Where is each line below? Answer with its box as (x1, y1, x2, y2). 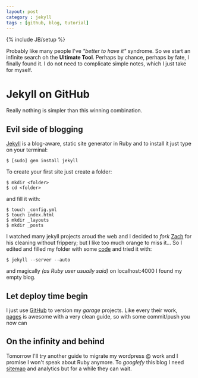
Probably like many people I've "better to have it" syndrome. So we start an (6, 48, 191, 55)
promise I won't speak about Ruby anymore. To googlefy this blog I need (6, 358, 184, 366)
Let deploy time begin (6, 291, 88, 301)
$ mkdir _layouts (6, 218, 49, 223)
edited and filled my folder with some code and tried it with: (6, 245, 152, 253)
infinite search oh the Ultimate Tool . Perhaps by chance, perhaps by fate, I (6, 54, 189, 61)
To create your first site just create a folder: (6, 168, 112, 175)
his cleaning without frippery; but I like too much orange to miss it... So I (6, 239, 183, 247)
